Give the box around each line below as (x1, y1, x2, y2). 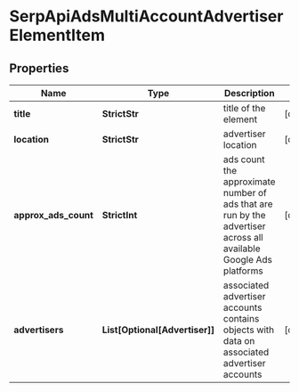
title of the (222, 102, 266, 114)
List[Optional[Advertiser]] (101, 323, 215, 336)
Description (223, 87, 275, 99)
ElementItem (9, 25, 105, 45)
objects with (222, 323, 275, 336)
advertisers (13, 323, 64, 336)
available (222, 242, 261, 255)
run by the (222, 209, 266, 221)
